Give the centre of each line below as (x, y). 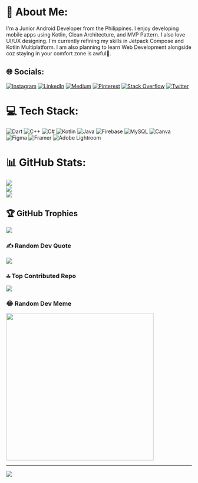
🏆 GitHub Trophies (42, 214)
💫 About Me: (37, 12)
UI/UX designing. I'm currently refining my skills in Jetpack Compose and (95, 41)
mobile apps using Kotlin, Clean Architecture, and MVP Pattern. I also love (96, 34)
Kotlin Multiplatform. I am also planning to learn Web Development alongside (99, 47)
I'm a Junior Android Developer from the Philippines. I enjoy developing (93, 28)
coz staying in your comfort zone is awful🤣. (59, 53)
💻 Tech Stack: (42, 111)
